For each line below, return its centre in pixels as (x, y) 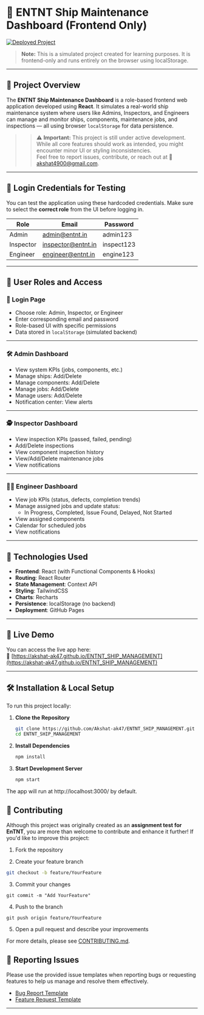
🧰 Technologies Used (47, 556)
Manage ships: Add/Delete (48, 376)
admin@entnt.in (65, 235)
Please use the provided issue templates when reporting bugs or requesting (101, 974)
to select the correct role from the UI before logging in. (75, 209)
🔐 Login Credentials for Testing (66, 188)
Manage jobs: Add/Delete (47, 389)
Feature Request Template (48, 999)
